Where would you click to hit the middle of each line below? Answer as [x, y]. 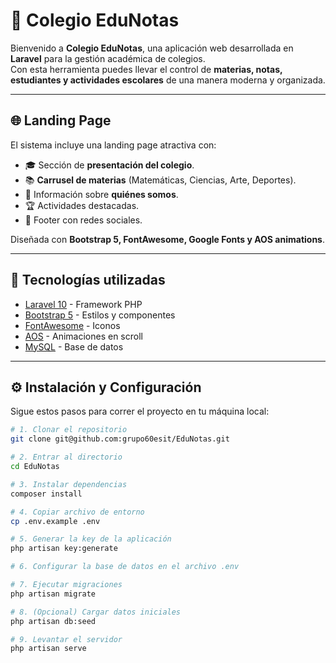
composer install [46, 494]
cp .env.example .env [55, 521]
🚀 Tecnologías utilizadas [88, 280]
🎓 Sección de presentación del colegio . [109, 165]
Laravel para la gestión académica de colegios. [108, 58]
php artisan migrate [53, 594]
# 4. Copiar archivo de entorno [77, 512]
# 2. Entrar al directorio [66, 457]
